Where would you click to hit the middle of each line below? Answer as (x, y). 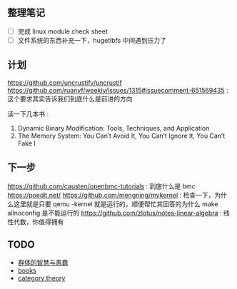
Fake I (26, 143)
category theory (41, 278)
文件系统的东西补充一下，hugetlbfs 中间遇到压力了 (92, 40)
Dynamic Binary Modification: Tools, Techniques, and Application (114, 128)
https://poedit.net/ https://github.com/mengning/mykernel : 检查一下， (111, 195)
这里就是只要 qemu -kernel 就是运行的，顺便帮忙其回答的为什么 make (116, 204)
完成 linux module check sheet (63, 31)
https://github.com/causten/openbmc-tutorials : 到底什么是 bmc (102, 186)
